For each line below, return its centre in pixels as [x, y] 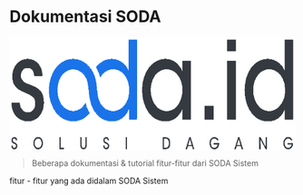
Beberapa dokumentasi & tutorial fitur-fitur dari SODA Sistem [145, 163]
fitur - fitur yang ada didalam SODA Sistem [89, 180]
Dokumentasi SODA [85, 17]
